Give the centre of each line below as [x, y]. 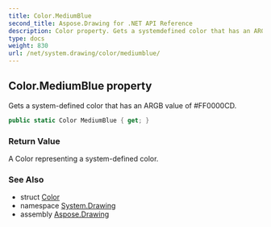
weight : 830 [28, 46]
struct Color [40, 197]
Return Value [34, 141]
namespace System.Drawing [68, 206]
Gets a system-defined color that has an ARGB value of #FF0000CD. [123, 105]
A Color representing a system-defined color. [83, 158]
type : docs [27, 38]
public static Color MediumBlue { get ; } [79, 120]
